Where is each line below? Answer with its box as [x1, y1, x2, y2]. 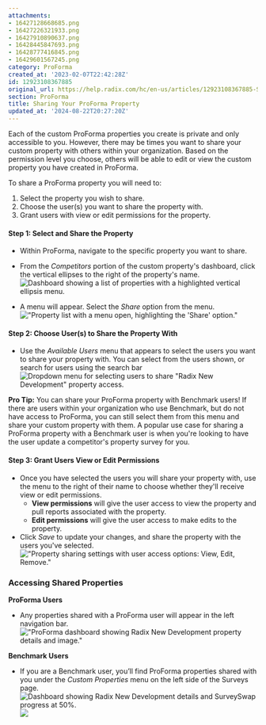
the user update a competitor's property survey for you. [8, 437, 190, 447]
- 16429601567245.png [8, 56, 80, 64]
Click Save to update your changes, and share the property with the [19, 532, 241, 541]
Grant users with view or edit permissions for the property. [19, 211, 211, 219]
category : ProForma [8, 63, 73, 71]
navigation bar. [19, 619, 69, 628]
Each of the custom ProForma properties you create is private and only [8, 129, 240, 139]
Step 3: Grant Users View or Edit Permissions [8, 456, 160, 464]
